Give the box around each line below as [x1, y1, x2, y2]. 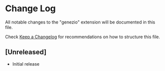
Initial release [12, 61, 40, 67]
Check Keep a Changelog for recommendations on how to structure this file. [5, 34, 161, 40]
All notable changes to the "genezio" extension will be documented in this [5, 19, 156, 25]
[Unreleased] [5, 48, 47, 56]
